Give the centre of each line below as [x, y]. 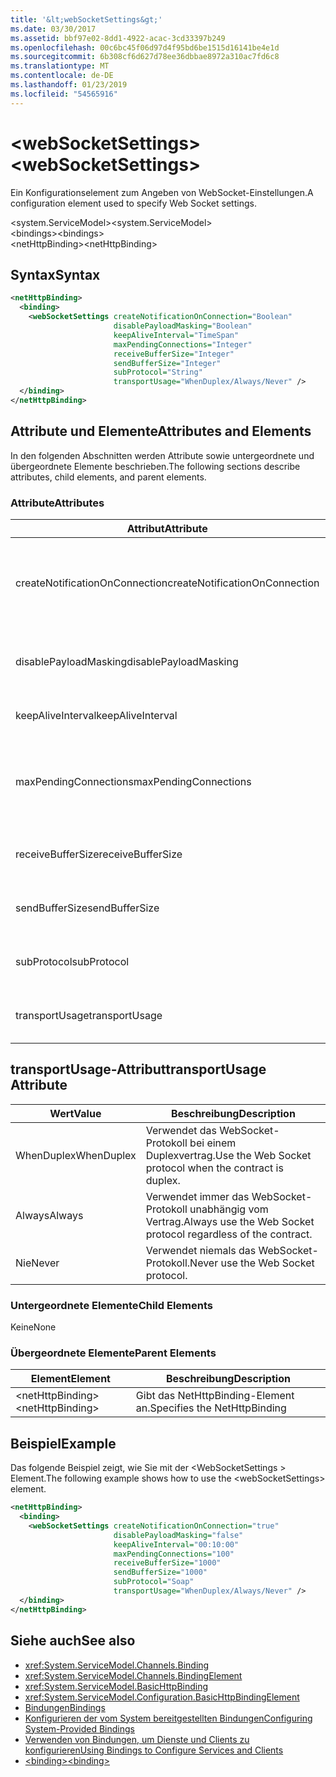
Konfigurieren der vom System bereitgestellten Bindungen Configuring [168, 1718]
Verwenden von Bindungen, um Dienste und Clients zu [137, 1739]
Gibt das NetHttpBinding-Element [215, 1396]
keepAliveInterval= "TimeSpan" [176, 335]
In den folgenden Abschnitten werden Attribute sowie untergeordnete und [162, 455]
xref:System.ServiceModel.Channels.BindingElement [133, 1675]
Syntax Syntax [55, 274]
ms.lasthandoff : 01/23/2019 [69, 85]
